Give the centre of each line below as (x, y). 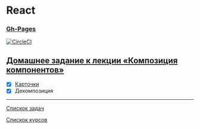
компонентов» (35, 70)
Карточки (27, 84)
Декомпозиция (34, 91)
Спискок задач (25, 108)
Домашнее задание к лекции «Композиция (92, 60)
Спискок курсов (27, 120)
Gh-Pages (21, 29)
